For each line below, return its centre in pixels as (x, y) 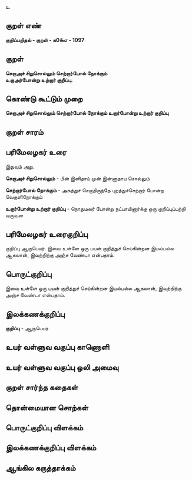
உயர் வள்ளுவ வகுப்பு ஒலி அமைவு (62, 367)
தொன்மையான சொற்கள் (47, 407)
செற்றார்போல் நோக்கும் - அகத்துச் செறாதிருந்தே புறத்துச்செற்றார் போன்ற (85, 190)
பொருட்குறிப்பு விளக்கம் (44, 428)
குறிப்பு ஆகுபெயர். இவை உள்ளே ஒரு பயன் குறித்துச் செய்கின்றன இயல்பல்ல (90, 249)
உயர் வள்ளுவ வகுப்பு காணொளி (57, 347)
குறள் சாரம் (24, 132)
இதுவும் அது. (20, 166)
